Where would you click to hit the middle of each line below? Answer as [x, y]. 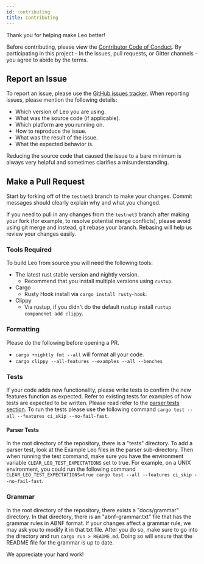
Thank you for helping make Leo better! [56, 35]
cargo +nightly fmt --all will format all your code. [79, 354]
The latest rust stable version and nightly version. [77, 275]
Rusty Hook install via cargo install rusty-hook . [86, 294]
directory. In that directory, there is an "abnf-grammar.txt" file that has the [99, 516]
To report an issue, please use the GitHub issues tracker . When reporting [98, 93]
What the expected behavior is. [54, 144]
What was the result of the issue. [56, 138]
